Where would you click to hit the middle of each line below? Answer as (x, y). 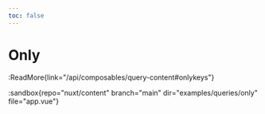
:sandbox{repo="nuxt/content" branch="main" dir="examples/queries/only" (133, 92)
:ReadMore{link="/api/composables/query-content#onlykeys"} (111, 77)
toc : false (26, 16)
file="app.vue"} (34, 101)
